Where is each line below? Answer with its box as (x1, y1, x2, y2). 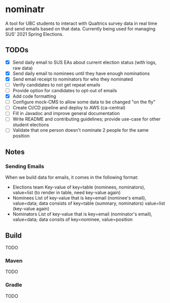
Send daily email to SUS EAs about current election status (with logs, (12, 59, 157, 65)
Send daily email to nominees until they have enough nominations (12, 70, 150, 77)
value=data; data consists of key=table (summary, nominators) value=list (12, 200, 165, 206)
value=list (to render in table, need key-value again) (12, 190, 121, 196)
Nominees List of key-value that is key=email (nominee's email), (12, 195, 146, 201)
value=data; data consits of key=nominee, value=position (12, 216, 133, 222)
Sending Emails (5, 163, 45, 170)
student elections (12, 122, 49, 128)
